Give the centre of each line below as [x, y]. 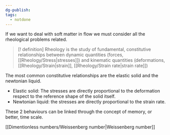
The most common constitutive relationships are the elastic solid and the [82, 76]
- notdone [20, 19]
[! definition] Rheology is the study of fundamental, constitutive [84, 50]
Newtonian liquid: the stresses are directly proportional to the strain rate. [89, 102]
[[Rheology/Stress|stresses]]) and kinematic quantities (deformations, [91, 60]
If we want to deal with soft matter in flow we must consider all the [75, 34]
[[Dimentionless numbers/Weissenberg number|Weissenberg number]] [80, 127]
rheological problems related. [36, 39]
